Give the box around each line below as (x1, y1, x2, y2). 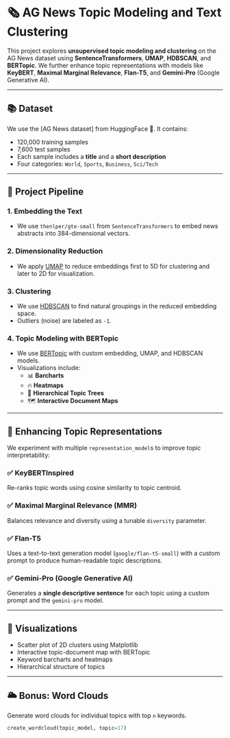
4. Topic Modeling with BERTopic (7, 333, 118, 343)
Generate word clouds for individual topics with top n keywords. (7, 711, 187, 719)
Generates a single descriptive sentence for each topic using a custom (7, 589, 210, 598)
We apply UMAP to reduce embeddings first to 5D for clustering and (16, 262, 210, 270)
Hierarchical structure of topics (16, 663, 105, 671)
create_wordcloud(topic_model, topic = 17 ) (7, 724, 127, 731)
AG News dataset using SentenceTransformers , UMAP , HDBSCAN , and (7, 53, 212, 62)
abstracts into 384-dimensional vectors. (16, 230, 130, 238)
